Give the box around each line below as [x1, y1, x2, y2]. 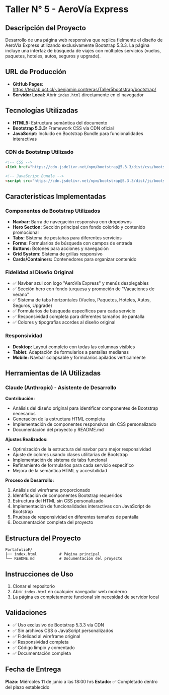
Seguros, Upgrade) [12, 302, 52, 308]
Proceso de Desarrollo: [5, 477, 54, 483]
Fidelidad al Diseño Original [5, 269, 74, 276]
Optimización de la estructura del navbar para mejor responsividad [12, 446, 151, 452]
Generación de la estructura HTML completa [12, 416, 105, 422]
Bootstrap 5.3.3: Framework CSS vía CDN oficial [12, 125, 114, 131]
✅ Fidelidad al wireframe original [12, 633, 80, 639]
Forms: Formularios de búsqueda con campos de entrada [12, 240, 132, 246]
